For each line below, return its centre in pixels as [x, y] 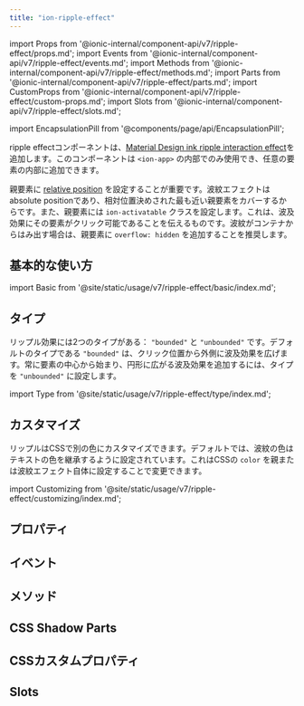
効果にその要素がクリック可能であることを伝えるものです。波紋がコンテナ [147, 223]
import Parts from [247, 72]
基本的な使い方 [51, 266]
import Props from [43, 43]
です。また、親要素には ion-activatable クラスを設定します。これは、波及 [156, 211]
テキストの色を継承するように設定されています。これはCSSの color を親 [144, 460]
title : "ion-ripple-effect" [62, 18]
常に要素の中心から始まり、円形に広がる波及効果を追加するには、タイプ [159, 365]
